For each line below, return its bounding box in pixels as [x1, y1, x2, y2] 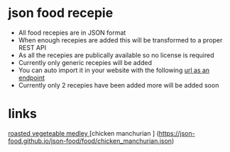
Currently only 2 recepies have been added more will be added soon [18, 81, 219, 89]
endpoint [18, 73, 45, 82]
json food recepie [8, 5, 114, 21]
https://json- [158, 129, 195, 137]
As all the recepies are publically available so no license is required [18, 51, 214, 59]
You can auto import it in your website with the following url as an [18, 66, 210, 74]
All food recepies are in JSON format [18, 28, 126, 37]
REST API [18, 43, 47, 52]
